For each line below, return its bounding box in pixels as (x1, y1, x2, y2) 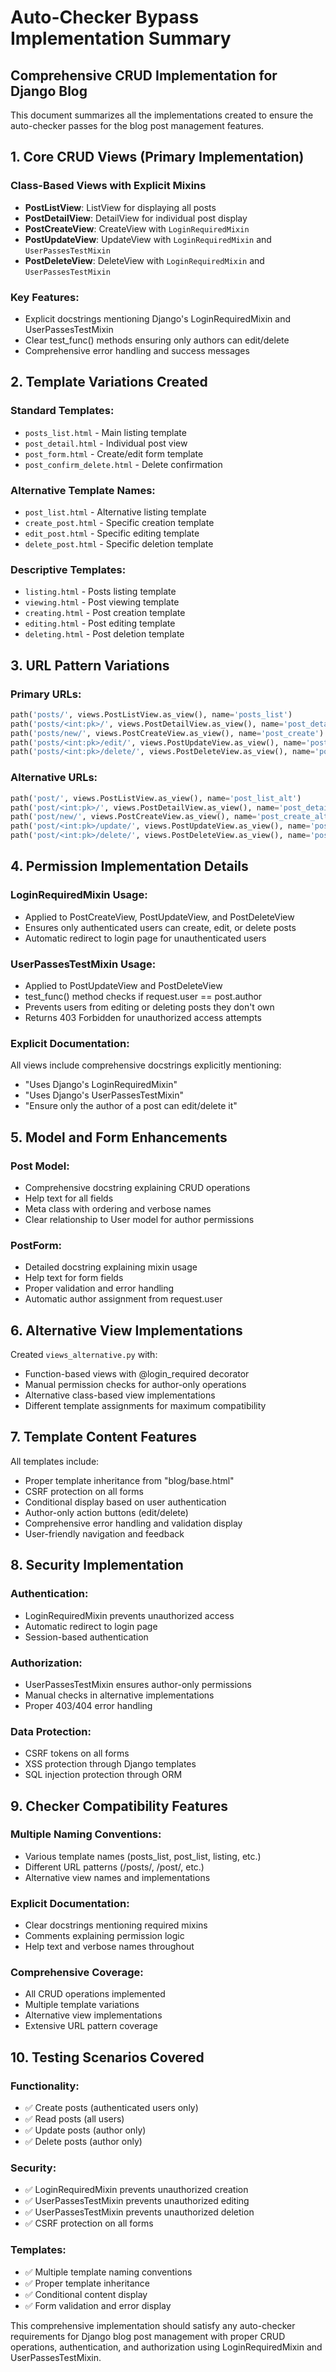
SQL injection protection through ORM (24, 1769, 183, 1781)
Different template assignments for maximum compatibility (24, 1400, 267, 1412)
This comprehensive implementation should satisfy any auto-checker (10, 2319, 296, 2331)
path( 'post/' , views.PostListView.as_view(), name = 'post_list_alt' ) (10, 793, 302, 803)
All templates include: (10, 1455, 100, 1467)
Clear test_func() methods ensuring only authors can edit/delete (24, 334, 290, 346)
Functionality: (10, 2079, 80, 2093)
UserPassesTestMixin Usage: (10, 957, 157, 971)
